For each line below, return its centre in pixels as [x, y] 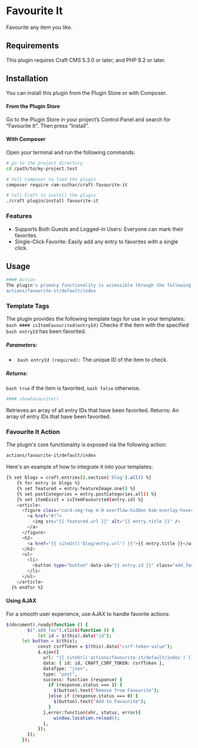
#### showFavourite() [33, 399]
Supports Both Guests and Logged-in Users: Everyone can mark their [99, 229]
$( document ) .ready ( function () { [47, 625]
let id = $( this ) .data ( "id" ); [75, 636]
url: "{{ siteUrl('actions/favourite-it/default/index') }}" [120, 658]
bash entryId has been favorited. [46, 331]
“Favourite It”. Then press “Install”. [48, 126]
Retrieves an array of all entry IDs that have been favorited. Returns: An [93, 410]
